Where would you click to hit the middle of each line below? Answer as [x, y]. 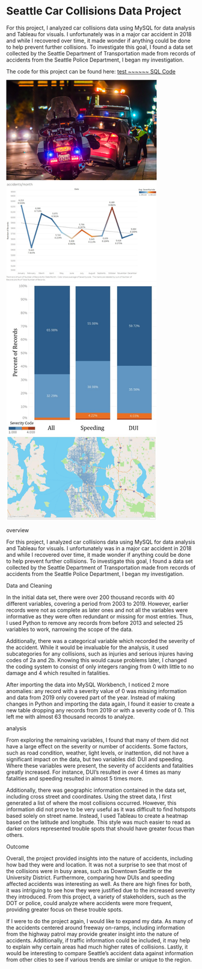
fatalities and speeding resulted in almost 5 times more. [75, 778]
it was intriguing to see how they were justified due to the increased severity [101, 890]
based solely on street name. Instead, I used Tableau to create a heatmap [97, 815]
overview [17, 530]
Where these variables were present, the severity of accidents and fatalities [100, 765]
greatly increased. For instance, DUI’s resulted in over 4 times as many [94, 772]
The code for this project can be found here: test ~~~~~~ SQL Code [91, 71]
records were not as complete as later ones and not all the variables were [97, 610]
